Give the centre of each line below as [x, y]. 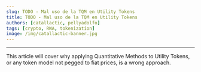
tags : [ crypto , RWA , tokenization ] [51, 28]
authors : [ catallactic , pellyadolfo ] [53, 23]
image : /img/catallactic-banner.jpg [52, 34]
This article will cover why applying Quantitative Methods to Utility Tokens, [98, 57]
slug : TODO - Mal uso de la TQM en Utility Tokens [71, 12]
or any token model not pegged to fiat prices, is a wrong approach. [89, 62]
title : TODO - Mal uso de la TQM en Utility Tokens [72, 17]
